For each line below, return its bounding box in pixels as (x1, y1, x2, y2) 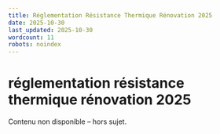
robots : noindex (8, 41, 61, 49)
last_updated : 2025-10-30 (8, 26, 93, 34)
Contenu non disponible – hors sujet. (8, 117, 127, 126)
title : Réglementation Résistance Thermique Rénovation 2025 (8, 11, 213, 20)
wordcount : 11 (8, 33, 55, 42)
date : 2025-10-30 (8, 19, 65, 27)
